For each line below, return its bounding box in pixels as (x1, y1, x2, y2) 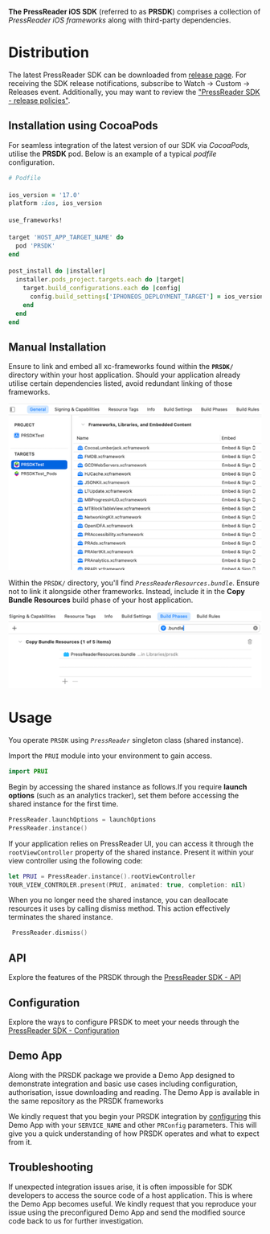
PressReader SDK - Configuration (8, 1025, 120, 1035)
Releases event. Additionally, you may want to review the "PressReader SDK (8, 87, 260, 96)
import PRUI (8, 768, 48, 776)
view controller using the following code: (8, 855, 143, 865)
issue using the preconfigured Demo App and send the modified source (8, 1207, 246, 1217)
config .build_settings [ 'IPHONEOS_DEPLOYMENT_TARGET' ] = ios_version (29, 293, 264, 301)
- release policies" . (8, 96, 71, 105)
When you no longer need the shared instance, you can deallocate (8, 896, 229, 905)
